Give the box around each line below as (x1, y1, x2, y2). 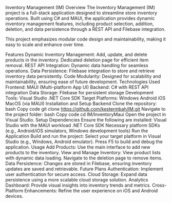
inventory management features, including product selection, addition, (5, 21, 154, 27)
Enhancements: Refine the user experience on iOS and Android (24, 188, 158, 194)
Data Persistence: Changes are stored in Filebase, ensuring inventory (5, 160, 152, 166)
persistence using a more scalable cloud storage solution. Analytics (5, 177, 148, 182)
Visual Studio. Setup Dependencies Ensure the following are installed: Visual (5, 117, 167, 123)
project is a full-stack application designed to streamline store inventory (5, 10, 158, 16)
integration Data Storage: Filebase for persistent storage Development (5, 90, 154, 95)
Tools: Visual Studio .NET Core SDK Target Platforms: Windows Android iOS (5, 95, 166, 101)
